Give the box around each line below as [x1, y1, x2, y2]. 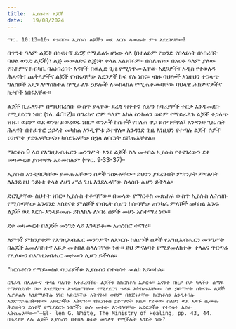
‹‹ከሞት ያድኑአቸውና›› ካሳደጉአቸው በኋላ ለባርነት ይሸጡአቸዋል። [7, 133, 155, 142]
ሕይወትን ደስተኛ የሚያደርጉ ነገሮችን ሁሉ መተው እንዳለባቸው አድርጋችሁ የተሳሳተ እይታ [7, 303, 192, 311]
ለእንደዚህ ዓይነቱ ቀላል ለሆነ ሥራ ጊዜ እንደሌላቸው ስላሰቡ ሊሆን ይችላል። [7, 177, 174, 186]
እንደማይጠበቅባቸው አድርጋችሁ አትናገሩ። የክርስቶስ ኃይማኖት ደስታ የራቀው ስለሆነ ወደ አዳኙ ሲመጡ [7, 297, 219, 304]
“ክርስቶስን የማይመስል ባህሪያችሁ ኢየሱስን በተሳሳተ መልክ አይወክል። [7, 264, 165, 274]
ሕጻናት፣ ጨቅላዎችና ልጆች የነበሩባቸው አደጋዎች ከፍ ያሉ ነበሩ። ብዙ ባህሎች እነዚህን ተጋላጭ [7, 72, 220, 81]
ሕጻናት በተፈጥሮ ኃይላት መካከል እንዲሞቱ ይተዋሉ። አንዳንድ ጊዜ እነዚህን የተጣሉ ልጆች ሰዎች [7, 126, 221, 134]
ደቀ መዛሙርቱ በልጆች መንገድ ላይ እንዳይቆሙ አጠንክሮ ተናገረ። [7, 221, 151, 229]
